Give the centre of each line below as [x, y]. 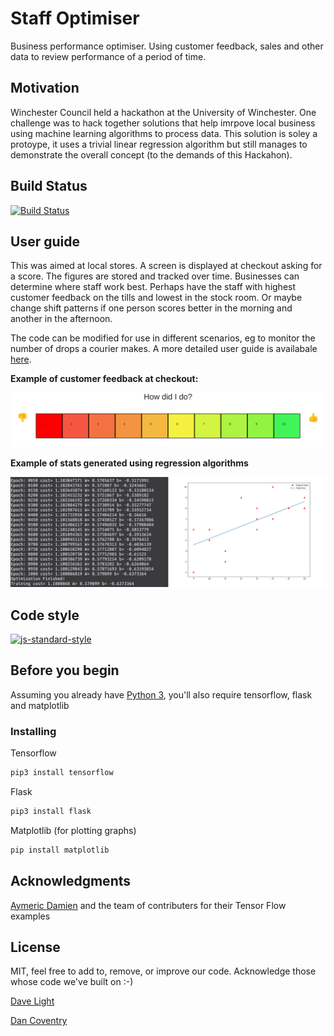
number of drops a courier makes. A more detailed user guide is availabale [164, 349]
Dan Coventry [39, 1021]
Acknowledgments [71, 881]
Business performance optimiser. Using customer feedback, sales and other [167, 46]
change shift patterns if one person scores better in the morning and [151, 308]
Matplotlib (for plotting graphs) [73, 830]
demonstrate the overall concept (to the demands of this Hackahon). [151, 154]
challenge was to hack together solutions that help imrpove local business [163, 123]
